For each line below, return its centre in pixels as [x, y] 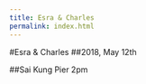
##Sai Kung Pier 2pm [49, 70]
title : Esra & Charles [52, 18]
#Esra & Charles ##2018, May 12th [73, 51]
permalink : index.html [52, 26]
